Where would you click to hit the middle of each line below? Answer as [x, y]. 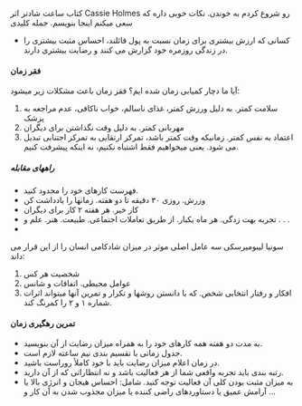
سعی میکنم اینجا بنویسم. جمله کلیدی [71, 23]
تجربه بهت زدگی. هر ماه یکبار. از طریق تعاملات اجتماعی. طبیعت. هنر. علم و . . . [156, 219]
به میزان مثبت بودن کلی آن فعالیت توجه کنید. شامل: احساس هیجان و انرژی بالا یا [158, 382]
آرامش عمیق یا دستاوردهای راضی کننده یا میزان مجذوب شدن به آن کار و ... [150, 391]
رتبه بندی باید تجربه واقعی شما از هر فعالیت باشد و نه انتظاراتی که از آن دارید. [153, 372]
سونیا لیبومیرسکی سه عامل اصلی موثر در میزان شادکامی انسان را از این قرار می [147, 246]
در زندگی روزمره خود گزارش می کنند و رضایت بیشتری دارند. [126, 50]
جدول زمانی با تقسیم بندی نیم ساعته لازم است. [103, 353]
